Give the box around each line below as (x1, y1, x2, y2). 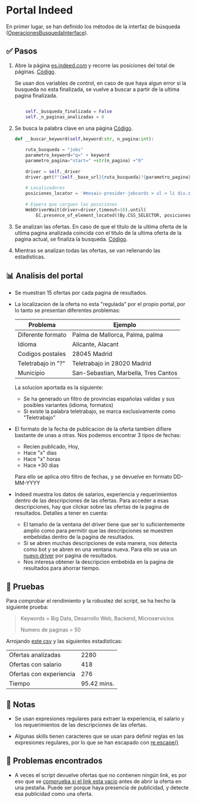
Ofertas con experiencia (9, 670, 76, 678)
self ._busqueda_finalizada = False (25, 108, 113, 115)
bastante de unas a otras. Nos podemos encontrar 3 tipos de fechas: (14, 432, 181, 439)
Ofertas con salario (9, 660, 62, 668)
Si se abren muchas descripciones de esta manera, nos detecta (23, 540, 178, 547)
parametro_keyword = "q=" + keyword (25, 152, 110, 159)
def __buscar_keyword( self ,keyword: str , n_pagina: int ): (14, 136, 154, 142)
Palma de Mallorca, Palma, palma (72, 331, 163, 339)
